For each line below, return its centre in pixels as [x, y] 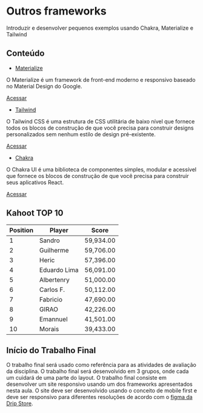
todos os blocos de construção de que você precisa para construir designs [100, 128]
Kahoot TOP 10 [35, 213]
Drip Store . [20, 403]
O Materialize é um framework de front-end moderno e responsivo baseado [101, 79]
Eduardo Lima [59, 269]
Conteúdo [25, 54]
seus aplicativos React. [35, 182]
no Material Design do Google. [44, 86]
